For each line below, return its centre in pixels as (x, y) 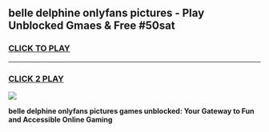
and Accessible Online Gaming (60, 119)
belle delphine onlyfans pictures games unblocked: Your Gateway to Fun (131, 110)
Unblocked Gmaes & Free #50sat (92, 26)
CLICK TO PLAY (39, 49)
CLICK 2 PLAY (36, 78)
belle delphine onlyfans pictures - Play (106, 13)
